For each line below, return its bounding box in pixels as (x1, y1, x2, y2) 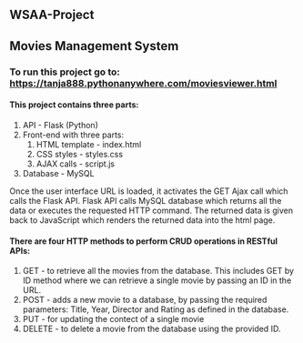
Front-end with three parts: (22, 129, 125, 140)
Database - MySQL (22, 167, 95, 178)
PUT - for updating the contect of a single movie (22, 314, 205, 325)
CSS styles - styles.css (35, 148, 124, 159)
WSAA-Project (9, 7, 95, 23)
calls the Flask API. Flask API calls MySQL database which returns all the (9, 195, 282, 206)
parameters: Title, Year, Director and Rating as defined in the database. (22, 304, 289, 315)
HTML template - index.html (35, 138, 142, 149)
